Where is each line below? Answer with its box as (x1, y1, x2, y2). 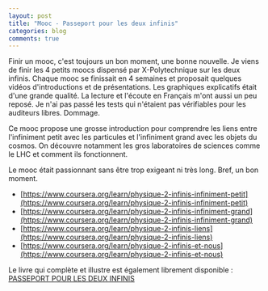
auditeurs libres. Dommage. (8, 108, 101, 118)
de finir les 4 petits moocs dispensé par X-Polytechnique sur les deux (8, 65, 241, 75)
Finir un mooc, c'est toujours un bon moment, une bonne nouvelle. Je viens (8, 57, 260, 66)
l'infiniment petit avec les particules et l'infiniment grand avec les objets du (8, 133, 258, 142)
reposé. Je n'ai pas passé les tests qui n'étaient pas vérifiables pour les (8, 99, 246, 109)
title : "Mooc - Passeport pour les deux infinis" (8, 19, 179, 27)
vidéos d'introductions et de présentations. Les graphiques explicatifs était (8, 82, 257, 92)
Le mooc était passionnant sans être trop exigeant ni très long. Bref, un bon (8, 165, 259, 175)
